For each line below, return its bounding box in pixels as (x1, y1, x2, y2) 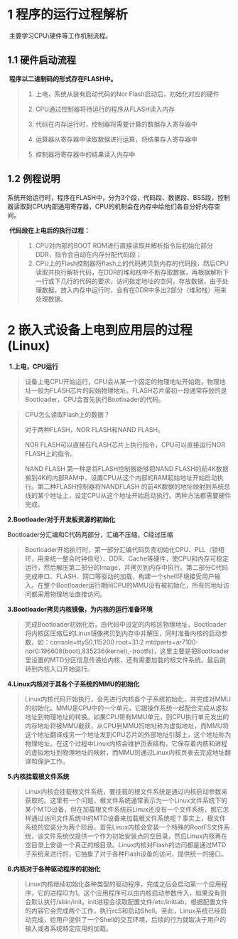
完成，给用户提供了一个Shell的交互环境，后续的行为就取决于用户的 (31, 915, 226, 923)
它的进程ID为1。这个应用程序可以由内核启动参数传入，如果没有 (37, 888, 221, 897)
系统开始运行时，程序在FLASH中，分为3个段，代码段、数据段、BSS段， (7, 193, 218, 201)
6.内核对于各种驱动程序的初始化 (7, 864, 101, 873)
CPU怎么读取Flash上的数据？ (24, 410, 110, 418)
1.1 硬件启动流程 (7, 54, 77, 66)
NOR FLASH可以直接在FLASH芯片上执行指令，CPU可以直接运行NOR (24, 440, 226, 449)
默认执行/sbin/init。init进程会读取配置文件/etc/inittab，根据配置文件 (31, 897, 229, 906)
